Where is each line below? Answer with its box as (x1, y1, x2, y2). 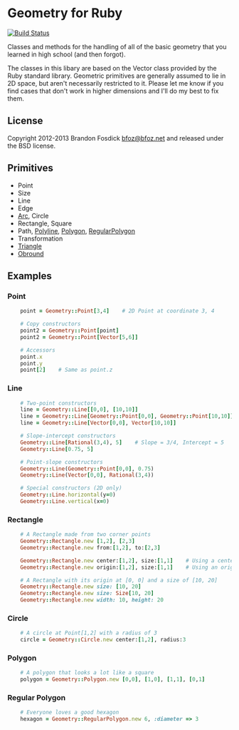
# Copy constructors (20, 320, 81, 328)
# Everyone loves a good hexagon (20, 709, 119, 716)
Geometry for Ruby (7, 5, 123, 21)
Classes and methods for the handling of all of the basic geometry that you (7, 42, 227, 51)
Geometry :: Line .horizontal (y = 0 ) (20, 491, 116, 499)
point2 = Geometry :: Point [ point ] (20, 327, 119, 334)
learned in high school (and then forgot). (7, 50, 126, 59)
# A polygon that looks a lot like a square (20, 669, 154, 676)
